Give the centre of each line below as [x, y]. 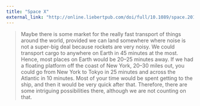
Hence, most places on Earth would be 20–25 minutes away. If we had [107, 59]
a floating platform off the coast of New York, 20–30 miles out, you [102, 65]
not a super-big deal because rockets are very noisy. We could [98, 46]
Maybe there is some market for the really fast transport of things [101, 34]
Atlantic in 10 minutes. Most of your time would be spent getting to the [107, 78]
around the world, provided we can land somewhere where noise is [103, 40]
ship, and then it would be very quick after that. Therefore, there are [104, 84]
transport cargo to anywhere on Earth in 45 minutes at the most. [99, 53]
